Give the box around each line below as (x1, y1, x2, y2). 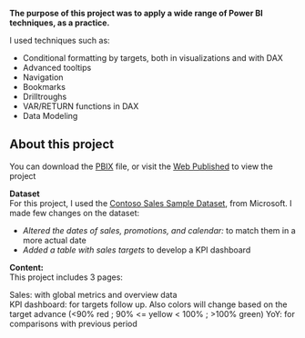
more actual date (22, 234, 86, 245)
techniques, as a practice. (9, 17, 110, 28)
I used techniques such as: (9, 35, 111, 45)
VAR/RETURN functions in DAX (22, 101, 139, 112)
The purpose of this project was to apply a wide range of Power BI (9, 8, 263, 18)
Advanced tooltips (22, 63, 92, 73)
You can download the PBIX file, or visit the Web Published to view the (9, 161, 273, 172)
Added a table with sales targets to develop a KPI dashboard (22, 244, 251, 255)
